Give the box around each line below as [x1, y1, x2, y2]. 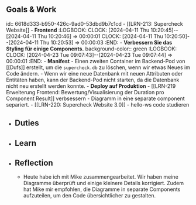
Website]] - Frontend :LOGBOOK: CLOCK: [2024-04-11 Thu [6, 26, 150, 33]
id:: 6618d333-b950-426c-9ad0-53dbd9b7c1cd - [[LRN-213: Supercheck [6, 20, 183, 27]
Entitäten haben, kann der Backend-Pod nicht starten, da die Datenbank [6, 76, 180, 83]
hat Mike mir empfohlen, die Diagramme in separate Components [23, 186, 181, 193]
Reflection [14, 158, 54, 168]
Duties [14, 118, 39, 128]
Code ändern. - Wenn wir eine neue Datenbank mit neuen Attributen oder [6, 70, 183, 77]
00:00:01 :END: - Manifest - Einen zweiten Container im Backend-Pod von [6, 57, 185, 64]
